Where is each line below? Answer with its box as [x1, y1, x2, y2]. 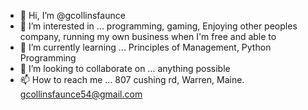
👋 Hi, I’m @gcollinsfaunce [19, 10, 126, 21]
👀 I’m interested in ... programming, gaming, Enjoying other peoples [19, 20, 298, 32]
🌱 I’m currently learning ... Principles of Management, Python [19, 41, 272, 53]
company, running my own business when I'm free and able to [19, 31, 277, 42]
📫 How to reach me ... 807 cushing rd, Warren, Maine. [19, 74, 245, 85]
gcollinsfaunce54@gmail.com [19, 88, 143, 100]
